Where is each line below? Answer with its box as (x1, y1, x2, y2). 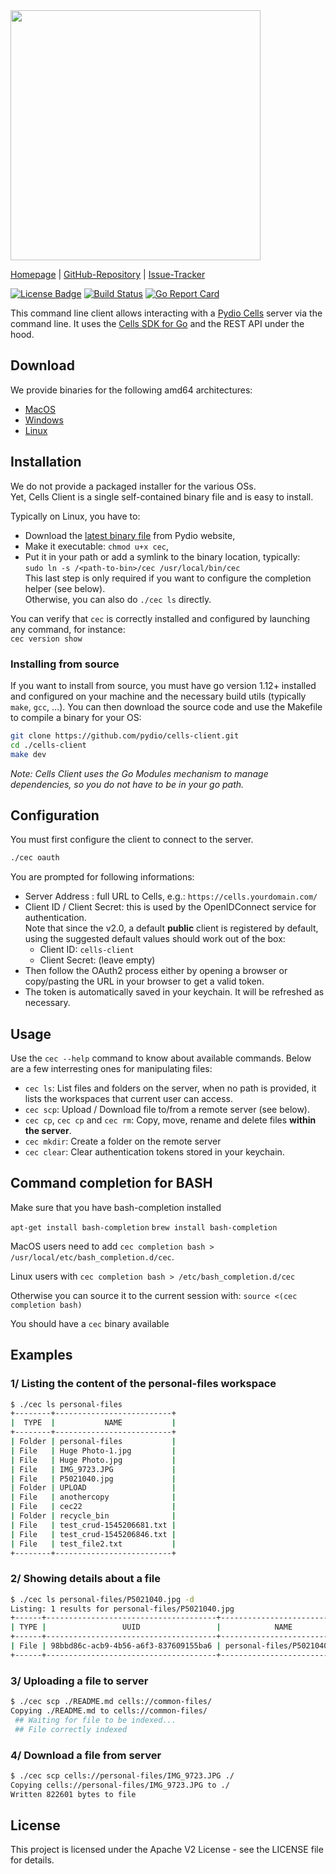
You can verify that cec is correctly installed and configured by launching (10, 612, 310, 624)
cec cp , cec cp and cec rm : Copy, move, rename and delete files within (24, 1114, 317, 1126)
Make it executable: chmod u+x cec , (24, 540, 170, 552)
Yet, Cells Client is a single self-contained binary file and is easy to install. (10, 490, 314, 503)
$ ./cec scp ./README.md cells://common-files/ (10, 1697, 213, 1707)
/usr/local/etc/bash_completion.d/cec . (10, 1250, 175, 1263)
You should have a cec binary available (10, 1317, 170, 1329)
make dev (10, 749, 47, 759)
